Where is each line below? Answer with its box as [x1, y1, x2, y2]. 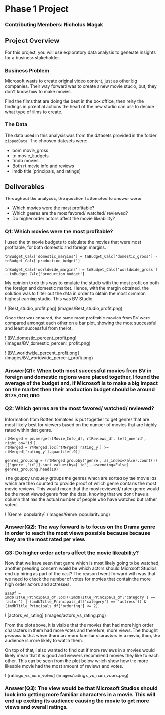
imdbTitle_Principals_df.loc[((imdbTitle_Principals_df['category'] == [5, 595, 155, 600]
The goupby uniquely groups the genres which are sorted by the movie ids [5, 475, 157, 481]
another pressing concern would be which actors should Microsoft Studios [5, 565, 157, 571]
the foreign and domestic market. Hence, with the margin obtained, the [5, 285, 149, 291]
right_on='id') [5, 440, 36, 445]
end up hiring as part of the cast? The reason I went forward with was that [5, 571, 156, 577]
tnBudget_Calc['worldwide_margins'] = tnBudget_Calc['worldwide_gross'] [5, 267, 158, 272]
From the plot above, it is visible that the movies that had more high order [5, 622, 154, 628]
